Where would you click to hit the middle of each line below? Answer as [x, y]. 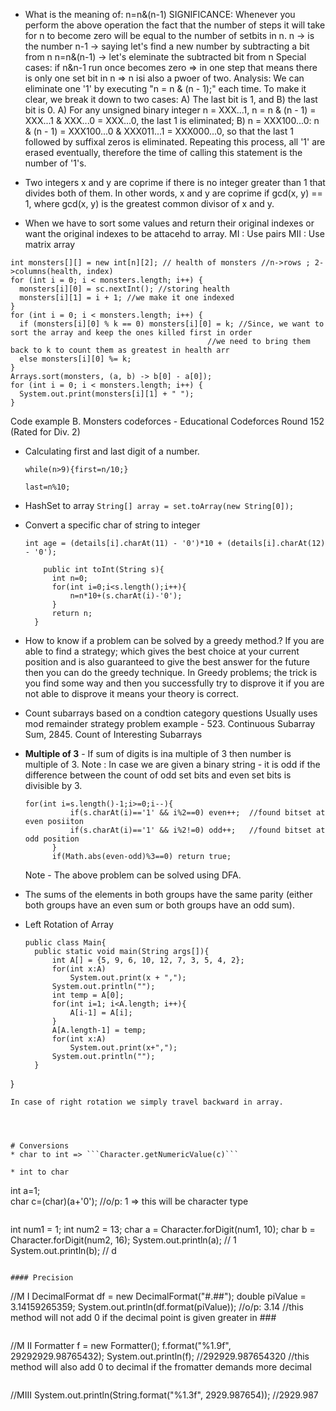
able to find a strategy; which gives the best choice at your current [162, 651]
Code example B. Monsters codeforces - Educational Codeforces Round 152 [167, 421]
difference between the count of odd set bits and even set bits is [158, 775]
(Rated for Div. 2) [45, 432]
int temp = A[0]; [88, 995]
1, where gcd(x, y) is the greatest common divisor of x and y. [149, 203]
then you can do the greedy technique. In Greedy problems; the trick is [171, 672]
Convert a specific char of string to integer [112, 525]
